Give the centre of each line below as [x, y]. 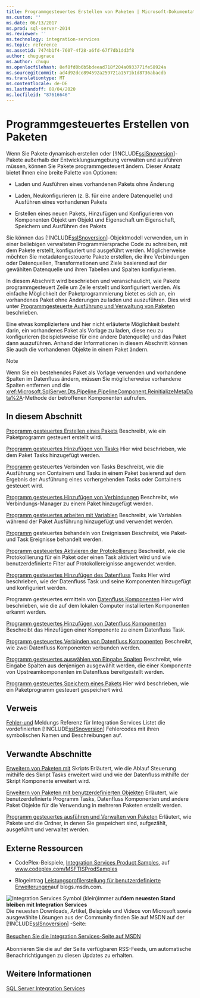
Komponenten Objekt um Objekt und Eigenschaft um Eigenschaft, [95, 220]
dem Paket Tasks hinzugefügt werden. [53, 455]
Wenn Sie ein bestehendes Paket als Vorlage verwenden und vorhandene [96, 372]
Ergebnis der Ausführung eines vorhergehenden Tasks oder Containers [94, 479]
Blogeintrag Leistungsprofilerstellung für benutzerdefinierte [88, 880]
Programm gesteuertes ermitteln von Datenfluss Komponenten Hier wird [95, 599]
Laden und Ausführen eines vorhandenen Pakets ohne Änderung [94, 184]
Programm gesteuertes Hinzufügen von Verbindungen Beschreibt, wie [92, 497]
